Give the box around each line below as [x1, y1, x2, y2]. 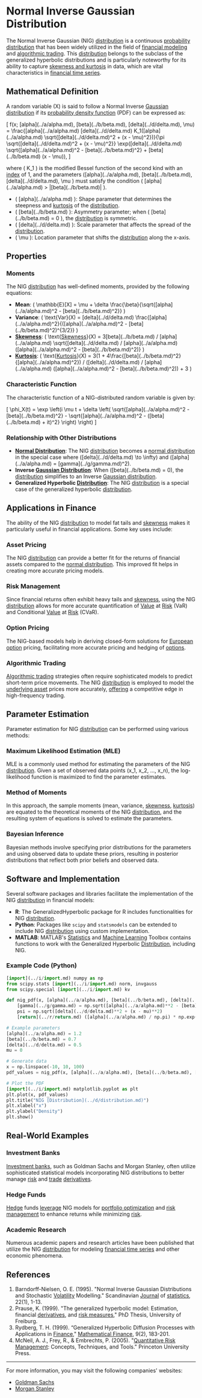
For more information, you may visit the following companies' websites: [6, 1367, 183, 1374]
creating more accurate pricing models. [6, 567, 104, 574]
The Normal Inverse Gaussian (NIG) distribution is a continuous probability [6, 37, 191, 44]
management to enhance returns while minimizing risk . [6, 1210, 142, 1218]
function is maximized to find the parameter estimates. [31, 773, 167, 780]
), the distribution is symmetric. [60, 214, 138, 221]
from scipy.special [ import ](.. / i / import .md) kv [6, 986, 130, 993]
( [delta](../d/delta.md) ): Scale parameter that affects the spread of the [14, 221, 191, 228]
